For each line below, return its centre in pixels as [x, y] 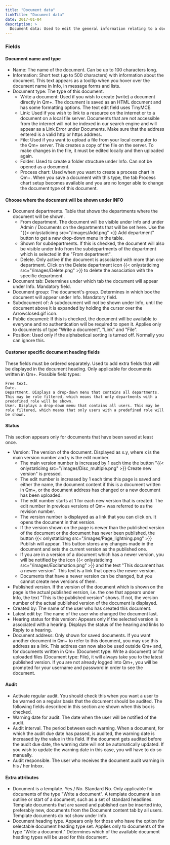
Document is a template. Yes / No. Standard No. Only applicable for [83, 789]
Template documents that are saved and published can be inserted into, [88, 805]
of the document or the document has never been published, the [88, 533]
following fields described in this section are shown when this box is [84, 707]
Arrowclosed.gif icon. [35, 314]
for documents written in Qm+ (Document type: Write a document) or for [88, 651]
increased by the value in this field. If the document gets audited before [87, 739]
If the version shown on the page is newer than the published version [92, 527]
